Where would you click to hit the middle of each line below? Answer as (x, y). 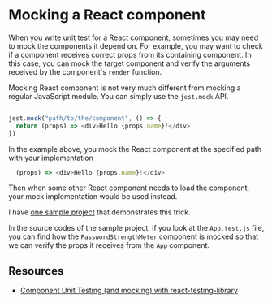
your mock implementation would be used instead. (93, 197)
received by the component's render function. (85, 71)
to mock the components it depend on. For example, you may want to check (136, 45)
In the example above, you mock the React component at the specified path (135, 149)
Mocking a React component (107, 15)
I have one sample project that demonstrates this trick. (99, 212)
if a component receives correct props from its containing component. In (130, 54)
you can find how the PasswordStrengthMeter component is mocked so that (134, 236)
